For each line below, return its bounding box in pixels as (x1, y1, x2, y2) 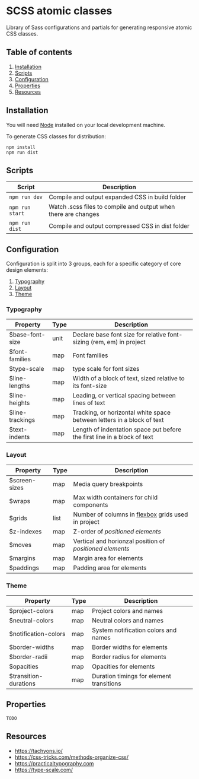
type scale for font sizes (72, 365, 140, 373)
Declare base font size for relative (72, 330, 166, 339)
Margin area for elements (73, 554, 143, 562)
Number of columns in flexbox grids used (73, 510, 188, 519)
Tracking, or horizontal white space (72, 408, 171, 416)
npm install (6, 144, 36, 150)
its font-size (72, 381, 107, 390)
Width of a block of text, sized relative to (72, 374, 185, 383)
